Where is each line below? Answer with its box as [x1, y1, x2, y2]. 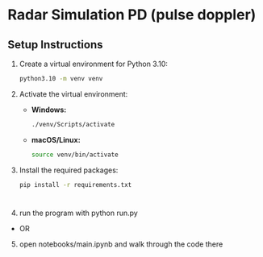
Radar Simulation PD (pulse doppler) [7, 6, 257, 24]
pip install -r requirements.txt [19, 180, 132, 189]
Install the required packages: [19, 165, 119, 175]
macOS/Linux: [31, 135, 81, 144]
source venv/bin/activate [31, 151, 119, 159]
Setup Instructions [7, 38, 103, 52]
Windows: [31, 105, 67, 114]
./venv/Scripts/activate [31, 120, 115, 128]
